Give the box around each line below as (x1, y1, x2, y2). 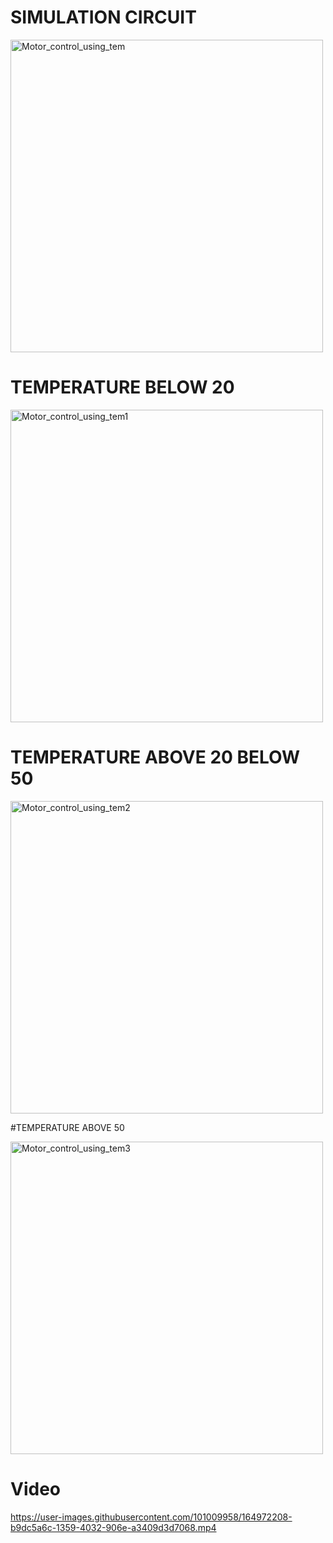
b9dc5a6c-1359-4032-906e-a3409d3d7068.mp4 (10, 1521, 217, 1533)
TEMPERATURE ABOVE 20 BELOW (10, 746, 301, 769)
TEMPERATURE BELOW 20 (10, 376, 235, 399)
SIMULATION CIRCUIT (10, 6, 197, 29)
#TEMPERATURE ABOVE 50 (10, 1121, 125, 1133)
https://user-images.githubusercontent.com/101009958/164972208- (10, 1511, 293, 1523)
